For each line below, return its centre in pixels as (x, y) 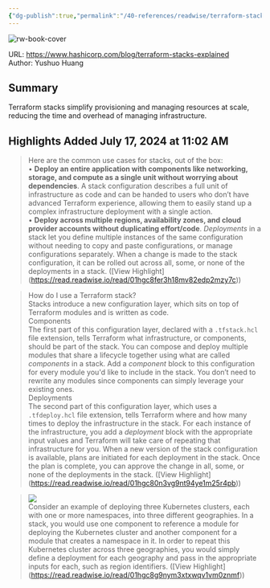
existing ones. (51, 390)
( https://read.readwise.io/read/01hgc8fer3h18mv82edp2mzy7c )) (135, 280)
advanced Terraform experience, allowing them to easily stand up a (140, 203)
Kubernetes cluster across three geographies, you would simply (134, 549)
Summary (33, 88)
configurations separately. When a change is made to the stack (133, 255)
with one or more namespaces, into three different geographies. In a (141, 516)
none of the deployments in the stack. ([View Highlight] (119, 475)
